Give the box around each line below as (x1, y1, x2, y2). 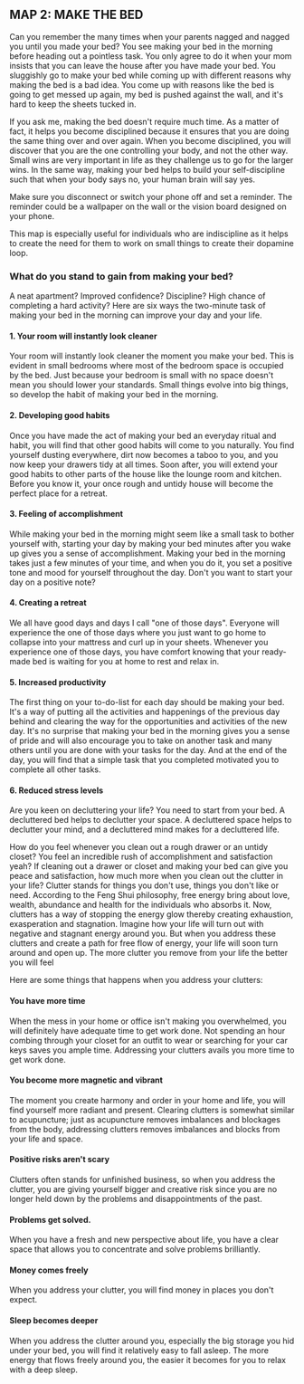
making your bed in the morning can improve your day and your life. (9, 310, 262, 320)
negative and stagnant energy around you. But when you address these (9, 928, 276, 940)
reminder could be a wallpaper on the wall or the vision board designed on (9, 201, 287, 212)
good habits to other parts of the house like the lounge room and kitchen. (9, 468, 282, 479)
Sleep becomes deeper (9, 1314, 99, 1325)
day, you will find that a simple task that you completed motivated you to (9, 755, 280, 766)
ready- (261, 646, 287, 657)
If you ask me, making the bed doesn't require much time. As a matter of (9, 116, 280, 127)
